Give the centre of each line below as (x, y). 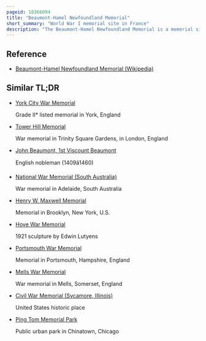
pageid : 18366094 (29, 12)
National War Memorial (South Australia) (66, 177)
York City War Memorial (45, 102)
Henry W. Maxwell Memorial (51, 201)
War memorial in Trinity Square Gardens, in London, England (92, 138)
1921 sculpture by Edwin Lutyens (56, 236)
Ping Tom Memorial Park (46, 319)
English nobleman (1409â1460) (54, 163)
